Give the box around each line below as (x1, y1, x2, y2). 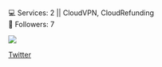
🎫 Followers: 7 (8, 20, 55, 29)
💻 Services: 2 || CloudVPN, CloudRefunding (8, 8, 154, 18)
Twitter (8, 50, 32, 59)
